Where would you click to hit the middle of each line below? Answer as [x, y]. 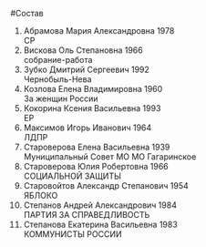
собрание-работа [58, 60]
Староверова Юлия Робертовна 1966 [96, 166]
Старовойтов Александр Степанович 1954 [106, 185]
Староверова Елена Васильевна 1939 [97, 147]
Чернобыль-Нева [57, 79]
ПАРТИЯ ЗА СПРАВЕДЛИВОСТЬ [87, 215]
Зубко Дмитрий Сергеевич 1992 [86, 69]
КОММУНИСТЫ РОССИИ [72, 234]
